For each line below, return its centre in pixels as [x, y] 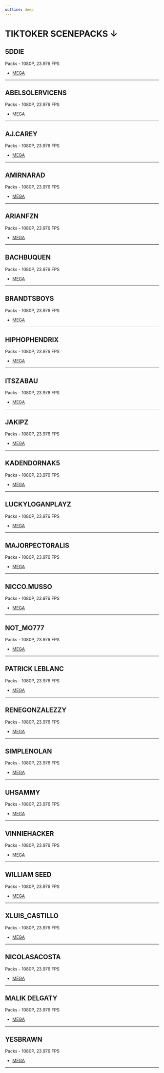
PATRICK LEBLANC [35, 669]
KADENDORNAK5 [32, 463]
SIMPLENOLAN [29, 751]
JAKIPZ [17, 422]
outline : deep [20, 10]
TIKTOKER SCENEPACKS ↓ [61, 33]
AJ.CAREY [21, 134]
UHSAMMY [23, 792]
